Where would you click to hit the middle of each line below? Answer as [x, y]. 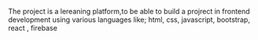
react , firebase [33, 28]
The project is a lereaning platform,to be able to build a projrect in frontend [129, 11]
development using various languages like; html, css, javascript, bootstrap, [129, 20]
